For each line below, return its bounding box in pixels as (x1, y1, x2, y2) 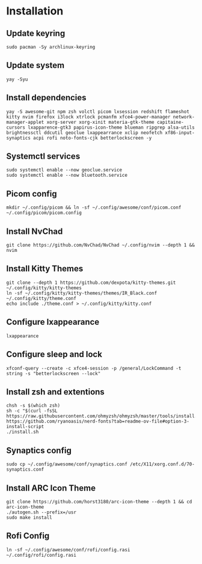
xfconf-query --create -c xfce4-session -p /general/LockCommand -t (6, 365, 182, 371)
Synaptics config (6, 445, 72, 455)
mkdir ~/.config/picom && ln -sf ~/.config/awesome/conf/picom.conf (6, 204, 182, 211)
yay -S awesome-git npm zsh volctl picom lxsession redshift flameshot (6, 108, 189, 115)
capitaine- (156, 119, 185, 125)
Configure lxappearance (6, 317, 100, 327)
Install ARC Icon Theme (6, 483, 96, 493)
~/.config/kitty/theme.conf (6, 295, 77, 301)
